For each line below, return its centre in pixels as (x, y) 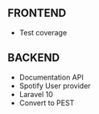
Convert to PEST (47, 103)
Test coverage (43, 32)
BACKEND (34, 58)
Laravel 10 (36, 94)
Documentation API (51, 77)
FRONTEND (37, 13)
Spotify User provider (55, 85)
